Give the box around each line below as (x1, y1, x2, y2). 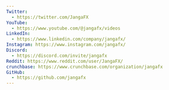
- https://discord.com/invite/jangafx (11, 53, 108, 59)
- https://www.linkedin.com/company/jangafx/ (11, 36, 126, 42)
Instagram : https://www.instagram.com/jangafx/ (6, 42, 126, 48)
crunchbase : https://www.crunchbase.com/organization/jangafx (6, 63, 163, 70)
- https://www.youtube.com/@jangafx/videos (11, 25, 120, 31)
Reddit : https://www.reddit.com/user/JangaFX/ (6, 58, 123, 64)
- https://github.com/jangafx (11, 75, 86, 81)
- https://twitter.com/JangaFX (11, 14, 89, 20)
